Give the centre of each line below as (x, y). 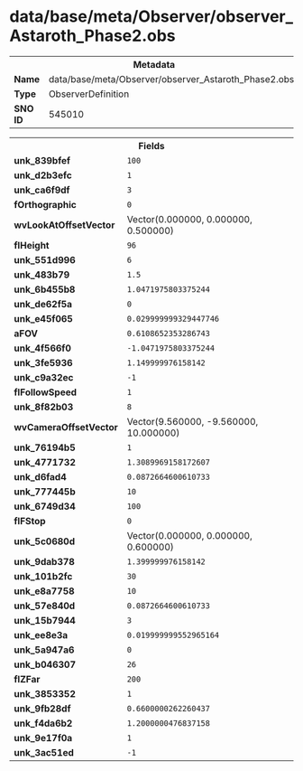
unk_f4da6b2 (43, 723)
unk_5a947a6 (44, 650)
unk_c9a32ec (44, 377)
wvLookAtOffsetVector (64, 225)
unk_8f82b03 (44, 407)
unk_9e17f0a (43, 738)
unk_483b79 (42, 275)
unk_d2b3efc (43, 175)
